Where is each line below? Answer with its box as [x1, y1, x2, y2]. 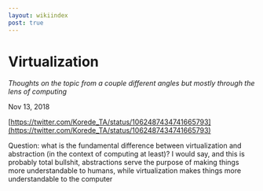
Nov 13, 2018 [8, 102, 50, 112]
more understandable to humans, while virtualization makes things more [8, 166, 242, 175]
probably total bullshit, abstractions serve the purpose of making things [8, 158, 239, 167]
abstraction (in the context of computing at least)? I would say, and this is [8, 149, 245, 159]
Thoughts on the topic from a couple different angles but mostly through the [8, 79, 255, 88]
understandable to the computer [8, 174, 113, 184]
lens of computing [8, 87, 67, 97]
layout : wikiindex [8, 11, 68, 20]
